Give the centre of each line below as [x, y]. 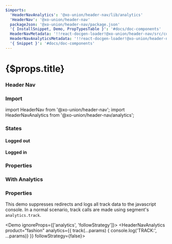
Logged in [16, 152]
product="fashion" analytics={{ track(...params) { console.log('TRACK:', [81, 231]
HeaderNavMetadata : [31, 34]
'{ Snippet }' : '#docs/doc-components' [52, 44]
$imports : [16, 10]
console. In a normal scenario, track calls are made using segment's [77, 210]
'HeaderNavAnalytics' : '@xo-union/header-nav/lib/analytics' [77, 15]
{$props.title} [35, 68]
